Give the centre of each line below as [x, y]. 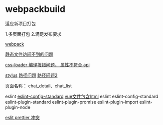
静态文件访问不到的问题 [29, 54]
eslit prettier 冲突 [22, 117]
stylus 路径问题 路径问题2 [31, 75]
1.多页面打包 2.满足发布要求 [33, 34]
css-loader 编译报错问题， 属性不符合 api [47, 64]
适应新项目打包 [20, 23]
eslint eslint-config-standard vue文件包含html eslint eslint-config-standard [82, 96]
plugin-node [18, 107]
